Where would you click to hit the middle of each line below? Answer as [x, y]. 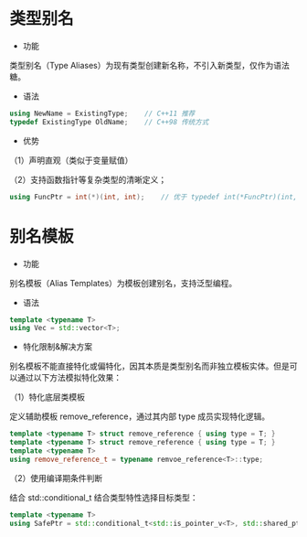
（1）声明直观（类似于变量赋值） [71, 160]
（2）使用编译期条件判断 [56, 478]
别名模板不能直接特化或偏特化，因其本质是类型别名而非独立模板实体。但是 [149, 366]
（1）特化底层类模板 [47, 397]
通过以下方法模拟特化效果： [69, 378]
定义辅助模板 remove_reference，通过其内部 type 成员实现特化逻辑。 [140, 416]
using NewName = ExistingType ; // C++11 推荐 [102, 113]
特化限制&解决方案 [58, 347]
